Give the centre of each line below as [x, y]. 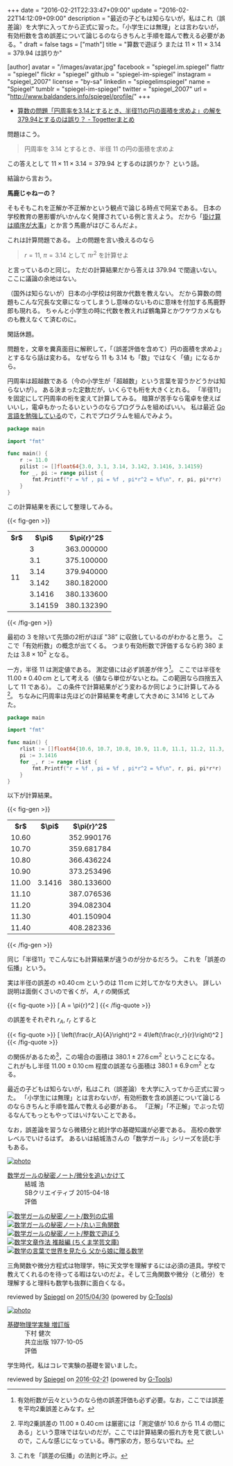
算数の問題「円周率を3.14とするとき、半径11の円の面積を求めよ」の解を [119, 111]
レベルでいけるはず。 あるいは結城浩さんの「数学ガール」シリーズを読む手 [114, 1138]
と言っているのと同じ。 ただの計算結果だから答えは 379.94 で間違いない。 [114, 269]
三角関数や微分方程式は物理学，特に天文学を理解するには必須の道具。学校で [116, 1265]
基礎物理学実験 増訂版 [38, 1324]
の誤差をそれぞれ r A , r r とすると [52, 1021]
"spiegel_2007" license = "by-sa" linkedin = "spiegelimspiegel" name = [109, 82]
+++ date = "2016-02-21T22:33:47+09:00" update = [83, 10]
